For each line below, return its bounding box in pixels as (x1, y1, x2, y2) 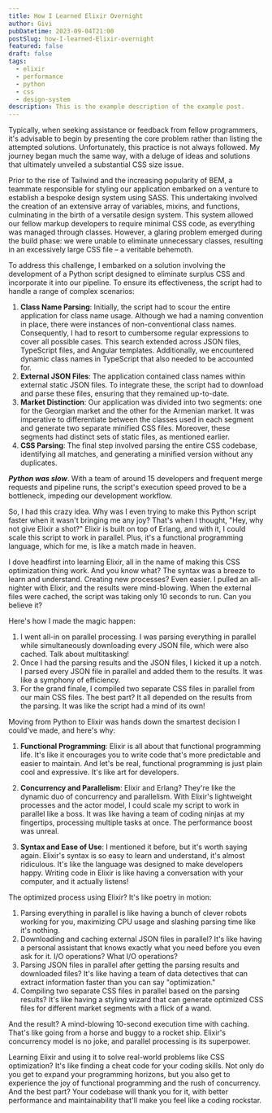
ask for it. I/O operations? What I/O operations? (19, 952, 179, 962)
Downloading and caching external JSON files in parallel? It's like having (19, 934, 262, 944)
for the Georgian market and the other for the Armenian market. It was (19, 406, 255, 416)
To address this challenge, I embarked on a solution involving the (8, 261, 226, 270)
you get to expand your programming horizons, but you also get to (8, 1070, 231, 1080)
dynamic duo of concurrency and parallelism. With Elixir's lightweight (19, 791, 253, 802)
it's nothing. (19, 926, 61, 936)
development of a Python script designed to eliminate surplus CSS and (8, 269, 245, 279)
